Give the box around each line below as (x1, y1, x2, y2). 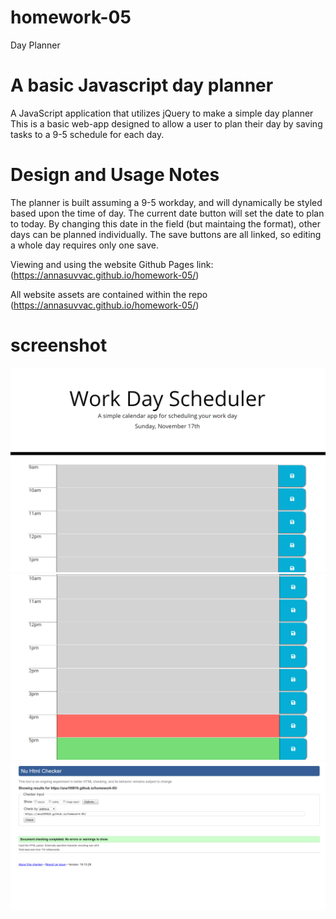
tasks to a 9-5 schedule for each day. (10, 128, 165, 140)
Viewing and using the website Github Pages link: (10, 258, 214, 270)
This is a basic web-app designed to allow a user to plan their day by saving (10, 117, 323, 130)
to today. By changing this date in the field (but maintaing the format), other (10, 217, 321, 230)
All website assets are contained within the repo (10, 288, 208, 300)
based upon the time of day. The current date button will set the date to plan (10, 207, 325, 219)
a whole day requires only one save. (10, 239, 159, 251)
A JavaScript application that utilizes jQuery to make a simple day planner (10, 107, 314, 119)
